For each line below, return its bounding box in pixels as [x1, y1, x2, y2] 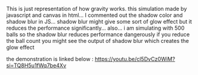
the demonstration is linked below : [6, 56, 94, 62]
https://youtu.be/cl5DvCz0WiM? [94, 56, 176, 62]
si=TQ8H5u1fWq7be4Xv [6, 62, 67, 69]
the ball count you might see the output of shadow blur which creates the [6, 37, 190, 44]
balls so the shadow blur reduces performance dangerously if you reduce [6, 31, 190, 38]
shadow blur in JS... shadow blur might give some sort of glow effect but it [6, 18, 193, 25]
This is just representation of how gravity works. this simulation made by [6, 5, 187, 12]
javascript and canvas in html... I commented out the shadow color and [6, 11, 183, 19]
